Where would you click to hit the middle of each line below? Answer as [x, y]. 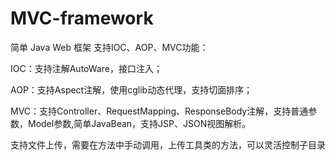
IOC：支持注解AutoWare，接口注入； [86, 68]
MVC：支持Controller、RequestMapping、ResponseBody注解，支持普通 [159, 111]
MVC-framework [82, 18]
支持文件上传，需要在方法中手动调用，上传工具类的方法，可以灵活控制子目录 [168, 144]
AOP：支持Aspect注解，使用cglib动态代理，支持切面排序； [131, 89]
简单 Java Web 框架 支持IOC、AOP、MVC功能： [109, 47]
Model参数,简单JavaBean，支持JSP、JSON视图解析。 [139, 123]
